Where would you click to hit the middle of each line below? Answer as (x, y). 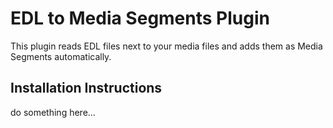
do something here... (53, 112)
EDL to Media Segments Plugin (140, 18)
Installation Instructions (86, 88)
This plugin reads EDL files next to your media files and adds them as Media (166, 46)
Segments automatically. (61, 56)
